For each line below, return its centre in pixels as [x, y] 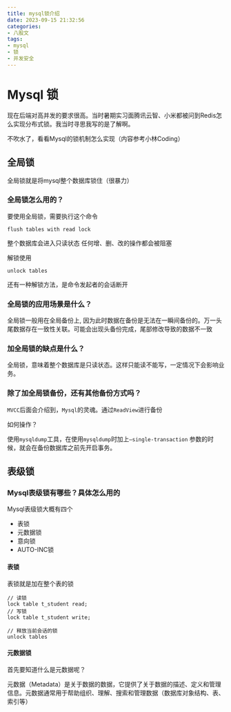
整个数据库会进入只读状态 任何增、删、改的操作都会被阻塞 [90, 243]
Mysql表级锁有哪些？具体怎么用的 [64, 493]
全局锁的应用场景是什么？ [50, 304]
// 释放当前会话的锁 [32, 631]
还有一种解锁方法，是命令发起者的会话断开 [68, 285]
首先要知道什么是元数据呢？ [47, 669]
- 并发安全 [21, 59]
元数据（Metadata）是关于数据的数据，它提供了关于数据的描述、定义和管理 [114, 684]
